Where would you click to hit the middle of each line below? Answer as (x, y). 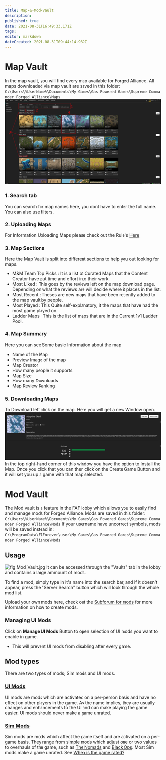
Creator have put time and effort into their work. (61, 279)
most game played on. (35, 311)
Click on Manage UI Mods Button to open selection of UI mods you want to (82, 631)
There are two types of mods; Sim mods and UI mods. (60, 673)
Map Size (22, 375)
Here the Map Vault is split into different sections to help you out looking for (82, 259)
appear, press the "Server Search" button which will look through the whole (82, 588)
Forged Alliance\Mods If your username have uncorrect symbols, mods (88, 524)
